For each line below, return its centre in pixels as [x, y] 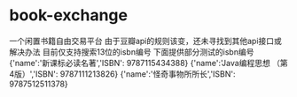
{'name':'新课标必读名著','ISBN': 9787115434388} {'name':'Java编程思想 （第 [148, 63]
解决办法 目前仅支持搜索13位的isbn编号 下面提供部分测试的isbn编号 [132, 52]
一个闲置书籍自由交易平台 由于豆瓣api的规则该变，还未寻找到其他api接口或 [145, 41]
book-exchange [69, 15]
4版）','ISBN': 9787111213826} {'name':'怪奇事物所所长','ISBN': [123, 74]
